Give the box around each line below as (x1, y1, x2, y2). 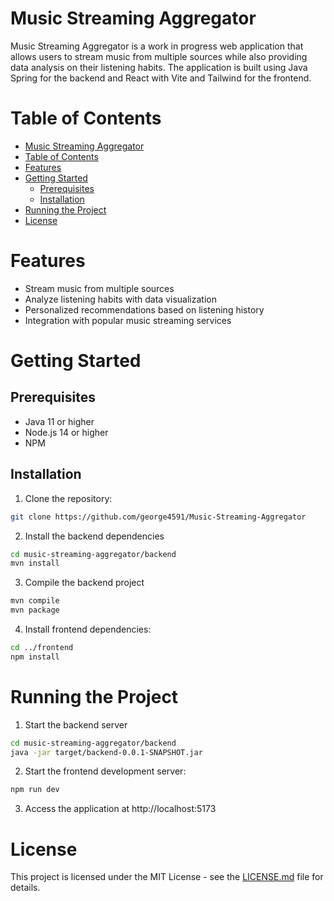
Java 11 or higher (24, 415, 95, 427)
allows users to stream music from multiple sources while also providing (10, 50, 308, 62)
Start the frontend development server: (24, 765, 187, 777)
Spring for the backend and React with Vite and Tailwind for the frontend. (10, 72, 312, 84)
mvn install (10, 558, 60, 569)
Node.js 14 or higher (24, 426, 109, 438)
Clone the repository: (24, 492, 113, 504)
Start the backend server (24, 718, 128, 731)
